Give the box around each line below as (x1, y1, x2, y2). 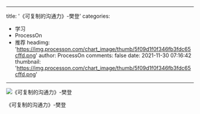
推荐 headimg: (14, 39, 51, 46)
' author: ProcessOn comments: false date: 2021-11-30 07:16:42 (35, 52, 192, 59)
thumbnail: (14, 58, 41, 65)
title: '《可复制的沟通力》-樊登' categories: (6, 12, 110, 20)
